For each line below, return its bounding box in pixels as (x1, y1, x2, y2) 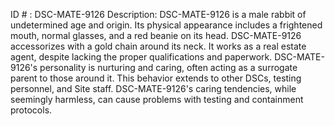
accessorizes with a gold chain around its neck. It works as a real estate (10, 40, 307, 52)
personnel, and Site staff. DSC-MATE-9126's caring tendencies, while (10, 83, 297, 94)
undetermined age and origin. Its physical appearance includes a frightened (10, 19, 323, 31)
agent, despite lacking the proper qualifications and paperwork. (10, 51, 273, 63)
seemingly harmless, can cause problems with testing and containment (10, 94, 304, 105)
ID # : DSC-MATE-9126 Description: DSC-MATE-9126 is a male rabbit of (10, 9, 307, 20)
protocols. (10, 104, 53, 116)
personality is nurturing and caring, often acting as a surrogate (39, 62, 298, 73)
